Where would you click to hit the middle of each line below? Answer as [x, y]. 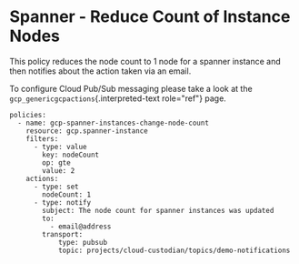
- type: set [56, 187]
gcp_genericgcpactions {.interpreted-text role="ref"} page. [118, 98]
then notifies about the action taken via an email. [100, 71]
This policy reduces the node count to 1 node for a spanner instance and [145, 61]
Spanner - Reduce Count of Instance [150, 17]
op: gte [56, 162]
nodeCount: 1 [67, 194]
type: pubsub [82, 242]
